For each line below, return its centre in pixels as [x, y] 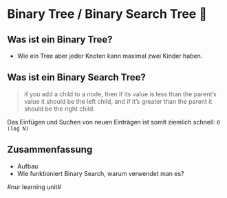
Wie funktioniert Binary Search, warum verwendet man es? [100, 173]
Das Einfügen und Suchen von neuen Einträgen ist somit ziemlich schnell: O [113, 122]
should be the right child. [59, 109]
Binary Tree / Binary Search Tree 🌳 [107, 14]
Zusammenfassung [50, 150]
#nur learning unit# [34, 187]
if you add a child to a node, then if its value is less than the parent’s [120, 94]
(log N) [18, 129]
